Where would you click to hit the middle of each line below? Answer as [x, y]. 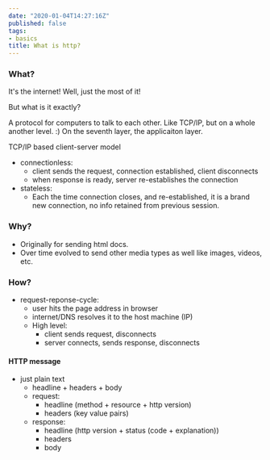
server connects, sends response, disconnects [122, 343]
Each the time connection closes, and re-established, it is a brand [141, 197]
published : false [37, 23]
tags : [17, 31]
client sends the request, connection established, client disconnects [145, 171]
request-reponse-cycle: [59, 300]
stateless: [36, 188]
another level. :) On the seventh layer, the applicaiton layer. [106, 132]
